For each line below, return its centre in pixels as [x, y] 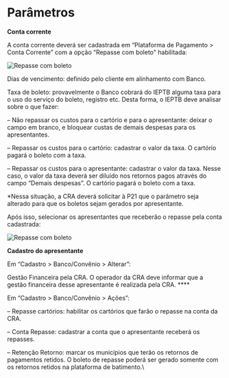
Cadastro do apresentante [45, 250]
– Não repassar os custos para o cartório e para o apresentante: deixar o [110, 120]
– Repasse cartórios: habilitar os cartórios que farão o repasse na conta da [112, 311]
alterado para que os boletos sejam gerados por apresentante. [95, 203]
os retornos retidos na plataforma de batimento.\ [76, 367]
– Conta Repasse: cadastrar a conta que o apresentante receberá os [104, 331]
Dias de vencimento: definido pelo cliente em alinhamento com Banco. [107, 79]
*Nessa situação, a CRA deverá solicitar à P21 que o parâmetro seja [103, 196]
